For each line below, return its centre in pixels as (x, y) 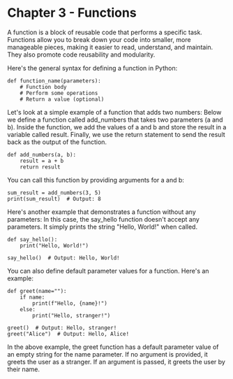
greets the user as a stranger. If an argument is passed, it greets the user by (116, 362)
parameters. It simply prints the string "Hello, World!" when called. (102, 227)
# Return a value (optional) (62, 99)
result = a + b (42, 161)
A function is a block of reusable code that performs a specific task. (105, 32)
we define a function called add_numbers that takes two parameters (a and (115, 120)
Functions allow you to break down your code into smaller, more (99, 39)
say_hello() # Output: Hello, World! (63, 258)
